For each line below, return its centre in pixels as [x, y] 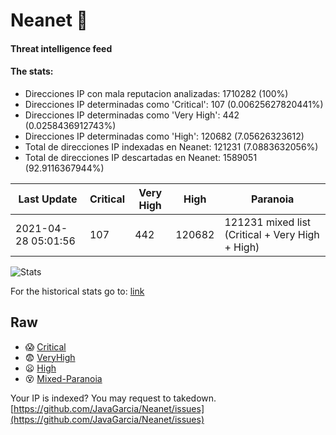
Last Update [48, 199]
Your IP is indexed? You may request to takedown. [113, 398]
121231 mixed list [268, 222]
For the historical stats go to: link [77, 291]
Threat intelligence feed [61, 48]
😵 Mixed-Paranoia [63, 378]
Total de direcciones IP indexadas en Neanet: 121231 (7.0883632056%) [171, 146]
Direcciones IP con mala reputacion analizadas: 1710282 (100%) [156, 93]
